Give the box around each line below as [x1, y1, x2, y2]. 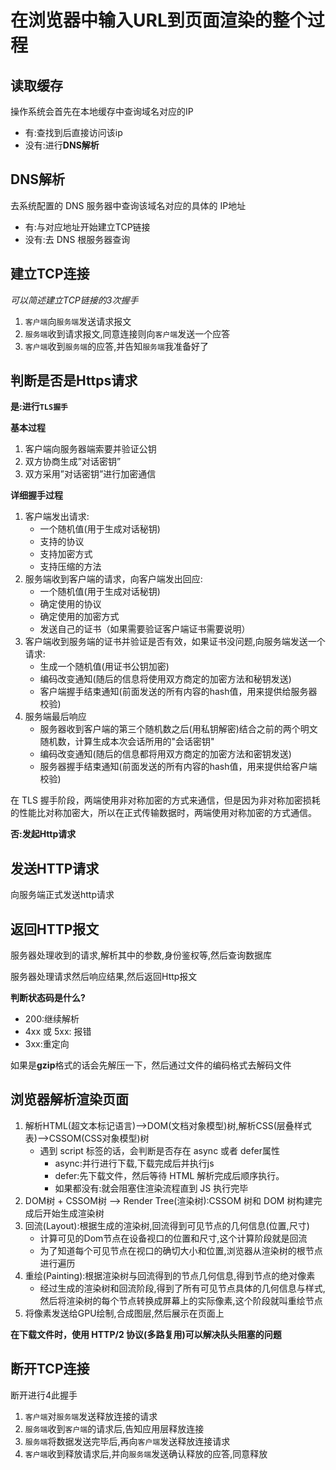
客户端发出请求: [24, 511, 90, 523]
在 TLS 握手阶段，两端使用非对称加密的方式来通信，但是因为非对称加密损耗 [10, 794, 321, 806]
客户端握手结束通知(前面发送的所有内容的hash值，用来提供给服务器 [39, 686, 318, 698]
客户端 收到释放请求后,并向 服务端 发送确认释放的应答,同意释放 [24, 1447, 268, 1460]
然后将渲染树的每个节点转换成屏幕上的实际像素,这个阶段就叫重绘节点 [39, 1294, 323, 1306]
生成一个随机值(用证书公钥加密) [39, 661, 170, 673]
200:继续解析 [24, 1013, 80, 1025]
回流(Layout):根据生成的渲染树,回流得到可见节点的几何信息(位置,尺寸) [24, 1219, 310, 1231]
